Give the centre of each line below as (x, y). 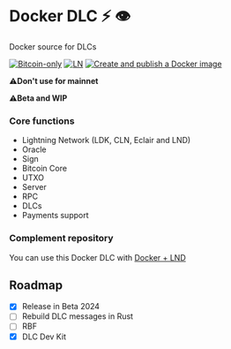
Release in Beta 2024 (60, 307)
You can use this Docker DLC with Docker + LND (98, 257)
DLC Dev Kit (44, 337)
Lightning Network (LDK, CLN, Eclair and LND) (106, 140)
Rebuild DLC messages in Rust (78, 316)
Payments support (56, 216)
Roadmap (36, 285)
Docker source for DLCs (53, 46)
